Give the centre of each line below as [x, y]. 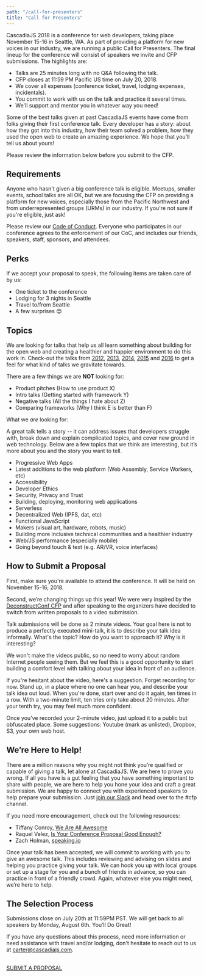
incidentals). [31, 92]
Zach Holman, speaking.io [48, 840]
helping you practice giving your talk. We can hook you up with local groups [101, 865]
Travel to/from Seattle [42, 305]
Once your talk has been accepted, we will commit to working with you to [98, 852]
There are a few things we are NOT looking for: [65, 376]
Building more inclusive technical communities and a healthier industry [104, 534]
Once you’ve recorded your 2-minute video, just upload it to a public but [97, 717]
